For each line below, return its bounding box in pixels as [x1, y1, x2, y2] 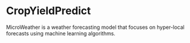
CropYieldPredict [6, 4, 91, 18]
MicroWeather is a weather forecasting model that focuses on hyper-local [6, 24, 185, 31]
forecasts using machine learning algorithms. [6, 29, 116, 37]
